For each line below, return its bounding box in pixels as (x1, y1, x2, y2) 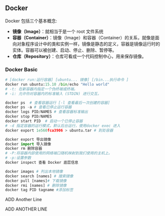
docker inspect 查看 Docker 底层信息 (5, 160, 78, 165)
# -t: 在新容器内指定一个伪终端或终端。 (5, 87, 78, 92)
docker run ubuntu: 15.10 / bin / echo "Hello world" (5, 82, 110, 87)
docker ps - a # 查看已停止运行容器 (5, 105, 72, 110)
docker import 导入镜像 (5, 141, 51, 146)
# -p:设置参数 (5, 155, 31, 161)
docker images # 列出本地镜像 (5, 169, 63, 174)
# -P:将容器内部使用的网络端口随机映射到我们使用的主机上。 (5, 151, 112, 156)
